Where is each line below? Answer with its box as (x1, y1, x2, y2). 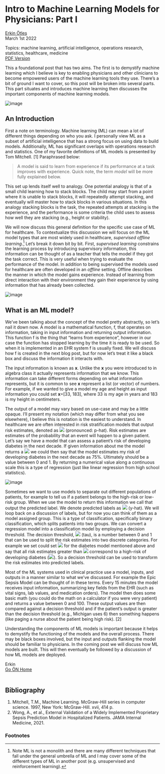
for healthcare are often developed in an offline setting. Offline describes (5, 267, 153, 273)
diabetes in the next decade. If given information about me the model (5, 443, 145, 449)
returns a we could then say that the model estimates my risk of (5, 449, 140, 455)
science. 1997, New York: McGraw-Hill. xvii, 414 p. (12, 704, 114, 710)
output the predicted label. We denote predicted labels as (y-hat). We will (5, 505, 160, 511)
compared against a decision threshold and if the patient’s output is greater (5, 606, 157, 612)
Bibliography (5, 686, 45, 694)
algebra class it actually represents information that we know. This (5, 370, 139, 376)
